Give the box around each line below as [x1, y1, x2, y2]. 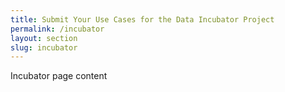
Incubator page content [10, 70, 108, 82]
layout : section [10, 33, 78, 43]
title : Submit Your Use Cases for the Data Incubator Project [10, 14, 275, 25]
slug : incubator [10, 42, 78, 53]
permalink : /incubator [10, 24, 105, 34]
